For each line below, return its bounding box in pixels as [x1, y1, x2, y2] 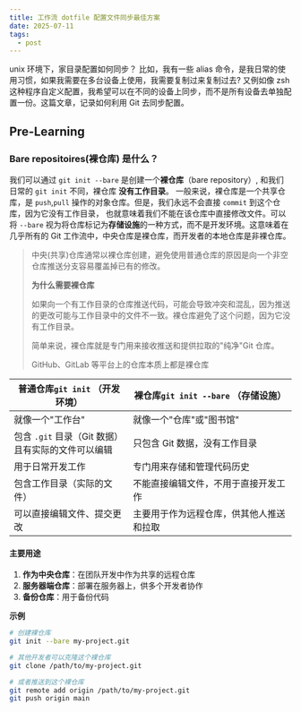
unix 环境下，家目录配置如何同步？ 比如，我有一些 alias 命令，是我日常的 [9, 64, 279, 74]
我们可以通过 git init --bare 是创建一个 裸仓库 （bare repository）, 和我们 [9, 174, 285, 184]
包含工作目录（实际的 [13, 476, 105, 489]
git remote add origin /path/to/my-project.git [9, 686, 191, 695]
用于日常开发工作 [13, 460, 87, 473]
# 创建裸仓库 [9, 629, 51, 638]
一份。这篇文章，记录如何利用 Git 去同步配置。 [16, 98, 190, 108]
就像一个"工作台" [13, 413, 85, 425]
